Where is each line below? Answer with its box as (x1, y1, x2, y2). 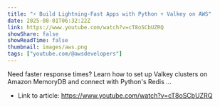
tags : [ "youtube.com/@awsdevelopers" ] (7, 51, 122, 58)
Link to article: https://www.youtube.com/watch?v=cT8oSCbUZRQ (17, 91, 213, 100)
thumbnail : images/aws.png (7, 44, 88, 51)
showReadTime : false (7, 37, 69, 44)
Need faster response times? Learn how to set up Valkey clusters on (7, 69, 208, 78)
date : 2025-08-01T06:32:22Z (7, 17, 91, 24)
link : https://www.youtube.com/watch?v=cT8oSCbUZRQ (7, 24, 164, 31)
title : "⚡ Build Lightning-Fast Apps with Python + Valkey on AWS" (7, 10, 212, 18)
